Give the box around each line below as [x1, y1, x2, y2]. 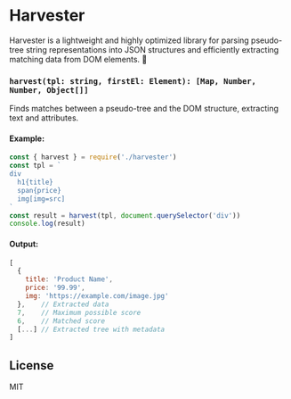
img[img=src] [17, 194, 66, 204]
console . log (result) [9, 220, 86, 229]
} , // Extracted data [17, 300, 109, 309]
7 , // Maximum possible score [17, 308, 141, 317]
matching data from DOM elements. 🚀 [9, 54, 148, 64]
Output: [9, 238, 38, 249]
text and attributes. [9, 112, 79, 123]
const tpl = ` [9, 162, 62, 170]
